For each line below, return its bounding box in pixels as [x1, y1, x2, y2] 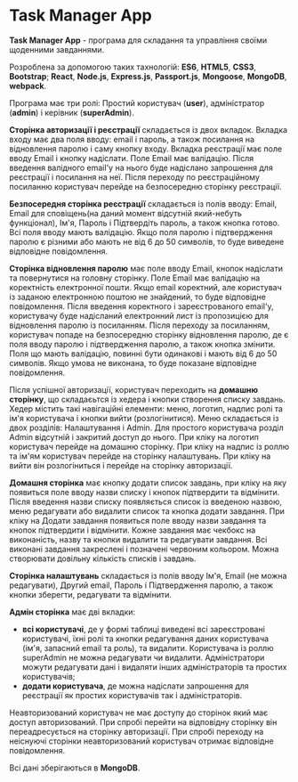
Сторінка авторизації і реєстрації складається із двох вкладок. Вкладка [9, 124, 287, 134]
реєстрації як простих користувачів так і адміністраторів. [21, 689, 243, 700]
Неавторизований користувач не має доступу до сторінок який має [9, 707, 269, 718]
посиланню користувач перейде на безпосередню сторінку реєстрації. [9, 181, 282, 191]
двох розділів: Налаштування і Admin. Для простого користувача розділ [9, 422, 285, 433]
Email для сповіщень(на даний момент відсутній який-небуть [9, 208, 243, 218]
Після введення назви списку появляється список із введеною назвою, [9, 496, 283, 507]
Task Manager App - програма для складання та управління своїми [9, 35, 268, 45]
